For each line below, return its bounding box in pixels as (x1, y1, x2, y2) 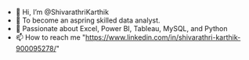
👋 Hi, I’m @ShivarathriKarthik (15, 8, 110, 16)
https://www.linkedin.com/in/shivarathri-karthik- (85, 33, 241, 42)
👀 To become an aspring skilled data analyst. (15, 16, 161, 25)
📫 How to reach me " (15, 33, 86, 42)
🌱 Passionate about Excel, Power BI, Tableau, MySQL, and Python (15, 24, 228, 33)
